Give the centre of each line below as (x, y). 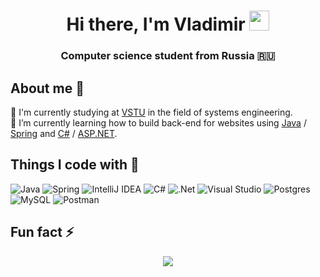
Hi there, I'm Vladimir (156, 24)
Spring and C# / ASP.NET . (64, 133)
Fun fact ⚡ (42, 232)
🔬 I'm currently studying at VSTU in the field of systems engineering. (151, 112)
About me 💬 (47, 88)
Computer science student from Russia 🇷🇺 (168, 56)
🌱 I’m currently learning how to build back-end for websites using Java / (158, 122)
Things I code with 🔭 (75, 165)
